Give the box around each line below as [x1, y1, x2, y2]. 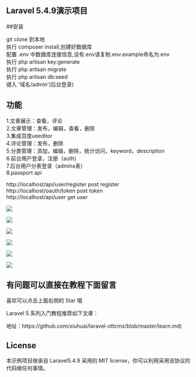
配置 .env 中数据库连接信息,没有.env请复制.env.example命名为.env [6, 51, 170, 58]
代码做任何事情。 [6, 364, 49, 372]
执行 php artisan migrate [6, 66, 67, 73]
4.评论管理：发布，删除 [6, 139, 64, 147]
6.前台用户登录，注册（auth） [6, 155, 80, 162]
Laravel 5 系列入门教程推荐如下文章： [6, 310, 99, 317]
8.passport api [6, 169, 42, 176]
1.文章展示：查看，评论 [6, 117, 63, 124]
